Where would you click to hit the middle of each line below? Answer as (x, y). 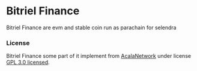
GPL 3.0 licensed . (28, 62)
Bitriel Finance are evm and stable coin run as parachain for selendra (91, 27)
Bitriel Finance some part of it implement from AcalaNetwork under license (98, 56)
